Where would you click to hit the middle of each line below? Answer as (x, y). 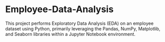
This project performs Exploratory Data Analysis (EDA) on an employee (79, 23)
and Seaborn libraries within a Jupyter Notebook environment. (70, 34)
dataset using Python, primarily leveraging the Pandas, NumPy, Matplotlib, (83, 28)
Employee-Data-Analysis (59, 9)
